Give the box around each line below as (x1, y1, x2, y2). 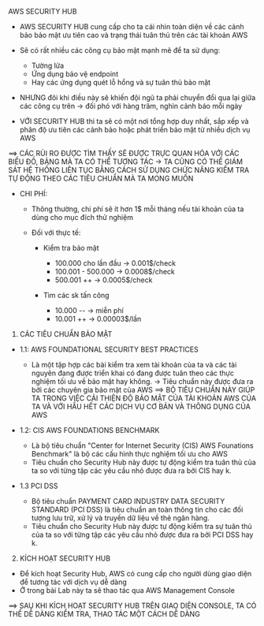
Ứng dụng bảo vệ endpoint (31, 69, 119, 78)
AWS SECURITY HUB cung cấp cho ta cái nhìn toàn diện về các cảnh (19, 22, 244, 31)
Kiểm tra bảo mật (43, 244, 100, 252)
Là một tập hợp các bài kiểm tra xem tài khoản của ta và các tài (31, 360, 237, 369)
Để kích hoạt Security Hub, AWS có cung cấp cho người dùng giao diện (19, 569, 252, 578)
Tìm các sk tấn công (43, 291, 110, 300)
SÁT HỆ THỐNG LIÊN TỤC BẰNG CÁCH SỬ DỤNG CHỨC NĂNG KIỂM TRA (8, 166, 250, 174)
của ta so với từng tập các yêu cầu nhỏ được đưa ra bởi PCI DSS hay (31, 530, 254, 539)
